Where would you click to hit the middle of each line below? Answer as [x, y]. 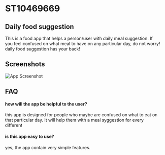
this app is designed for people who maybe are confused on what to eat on [81, 115]
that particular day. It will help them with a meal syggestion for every [74, 120]
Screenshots [25, 64]
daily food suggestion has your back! [43, 49]
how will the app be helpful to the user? [46, 104]
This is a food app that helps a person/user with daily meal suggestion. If [79, 38]
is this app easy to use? [30, 136]
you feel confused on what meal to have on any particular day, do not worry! [82, 44]
